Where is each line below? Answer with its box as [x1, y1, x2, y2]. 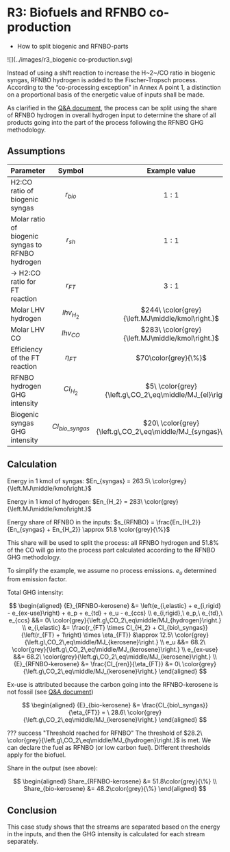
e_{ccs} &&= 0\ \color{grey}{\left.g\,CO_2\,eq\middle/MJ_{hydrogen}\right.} [8, 616, 222, 624]
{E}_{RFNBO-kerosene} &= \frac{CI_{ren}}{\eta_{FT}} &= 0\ [13, 660, 181, 668]
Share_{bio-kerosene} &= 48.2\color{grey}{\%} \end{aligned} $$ [23, 785, 207, 793]
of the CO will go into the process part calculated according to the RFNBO [7, 546, 216, 554]
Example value [146, 166, 196, 175]
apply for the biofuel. [7, 751, 66, 759]
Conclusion [7, 804, 57, 816]
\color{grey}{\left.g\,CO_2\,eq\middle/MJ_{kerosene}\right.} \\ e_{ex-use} [12, 646, 218, 654]
